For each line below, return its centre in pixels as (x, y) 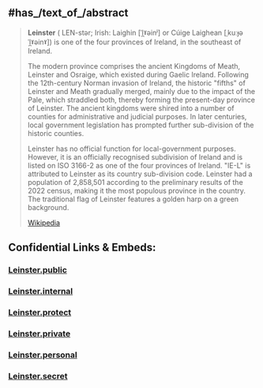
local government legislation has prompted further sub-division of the (141, 125)
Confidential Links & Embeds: (82, 248)
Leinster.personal (43, 355)
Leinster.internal (41, 292)
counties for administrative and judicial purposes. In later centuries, (137, 116)
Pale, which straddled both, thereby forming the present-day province (141, 100)
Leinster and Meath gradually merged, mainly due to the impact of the (141, 91)
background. (48, 207)
